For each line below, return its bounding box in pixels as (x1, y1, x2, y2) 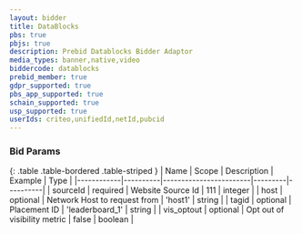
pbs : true (9, 30, 47, 39)
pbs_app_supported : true (9, 89, 104, 98)
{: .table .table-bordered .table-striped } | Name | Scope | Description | (9, 166, 274, 177)
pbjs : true (9, 38, 51, 48)
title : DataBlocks (9, 22, 79, 31)
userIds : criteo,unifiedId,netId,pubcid (9, 115, 166, 124)
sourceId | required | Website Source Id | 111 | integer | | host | (52, 185, 284, 196)
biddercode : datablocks (9, 65, 100, 74)
